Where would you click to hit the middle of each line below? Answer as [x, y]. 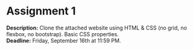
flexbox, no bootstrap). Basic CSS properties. [63, 34]
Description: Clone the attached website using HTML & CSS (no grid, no [97, 28]
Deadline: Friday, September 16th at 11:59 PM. [64, 40]
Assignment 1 [41, 11]
